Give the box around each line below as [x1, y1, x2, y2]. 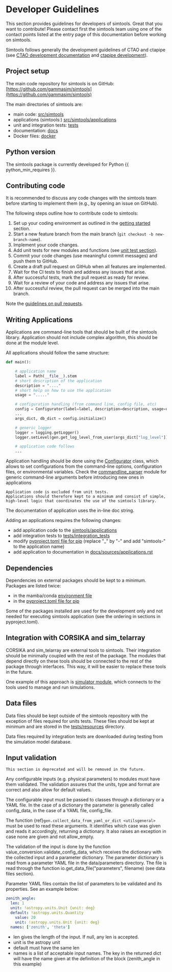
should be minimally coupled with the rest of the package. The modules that [6, 652, 166, 658]
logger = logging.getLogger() [15, 430, 80, 435]
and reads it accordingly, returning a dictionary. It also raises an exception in [6, 828, 166, 835]
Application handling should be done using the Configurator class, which [6, 458, 159, 464]
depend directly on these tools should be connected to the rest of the [6, 658, 152, 664]
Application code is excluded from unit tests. [6, 489, 109, 495]
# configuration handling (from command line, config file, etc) [15, 402, 157, 407]
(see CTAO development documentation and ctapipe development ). [6, 52, 148, 58]
